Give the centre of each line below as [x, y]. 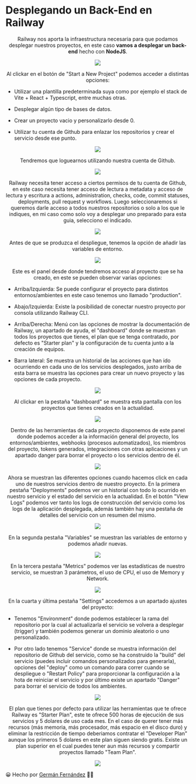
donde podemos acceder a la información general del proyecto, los [98, 436]
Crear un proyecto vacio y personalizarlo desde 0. [74, 120]
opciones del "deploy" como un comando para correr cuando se [92, 667]
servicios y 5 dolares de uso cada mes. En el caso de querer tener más [98, 721]
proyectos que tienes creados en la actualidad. [98, 408]
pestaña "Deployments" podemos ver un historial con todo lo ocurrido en [98, 490]
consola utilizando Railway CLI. [51, 312]
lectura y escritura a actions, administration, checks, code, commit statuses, [98, 195]
